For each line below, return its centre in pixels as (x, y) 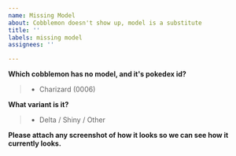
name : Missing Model (42, 15)
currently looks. (35, 143)
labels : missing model (45, 37)
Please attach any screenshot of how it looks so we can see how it (118, 136)
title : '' (24, 30)
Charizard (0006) (67, 89)
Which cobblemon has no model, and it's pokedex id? (97, 74)
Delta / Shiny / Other (72, 120)
